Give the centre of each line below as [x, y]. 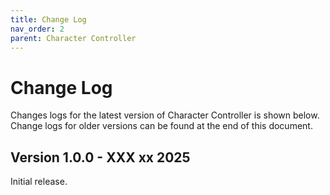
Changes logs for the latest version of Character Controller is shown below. [165, 115]
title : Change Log [48, 19]
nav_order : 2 [37, 29]
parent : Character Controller [73, 38]
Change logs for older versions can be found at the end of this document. [161, 126]
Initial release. [39, 182]
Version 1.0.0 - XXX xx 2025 [100, 157]
